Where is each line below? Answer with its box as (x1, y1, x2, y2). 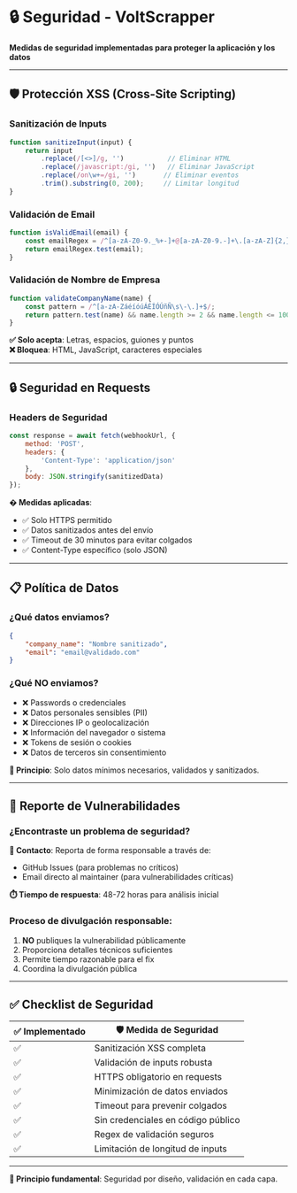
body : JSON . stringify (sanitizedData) (25, 473, 164, 481)
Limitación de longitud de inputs (94, 1143, 227, 1155)
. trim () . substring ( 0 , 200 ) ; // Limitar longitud (41, 179, 240, 188)
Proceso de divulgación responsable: (9, 915, 172, 927)
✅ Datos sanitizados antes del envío (21, 525, 154, 535)
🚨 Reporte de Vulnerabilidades (9, 798, 181, 814)
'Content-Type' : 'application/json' (41, 456, 176, 465)
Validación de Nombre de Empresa (9, 273, 161, 286)
